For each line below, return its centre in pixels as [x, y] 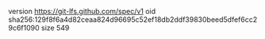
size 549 [55, 28]
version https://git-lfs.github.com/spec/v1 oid [82, 11]
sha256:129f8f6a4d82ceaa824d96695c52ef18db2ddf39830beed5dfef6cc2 [133, 19]
